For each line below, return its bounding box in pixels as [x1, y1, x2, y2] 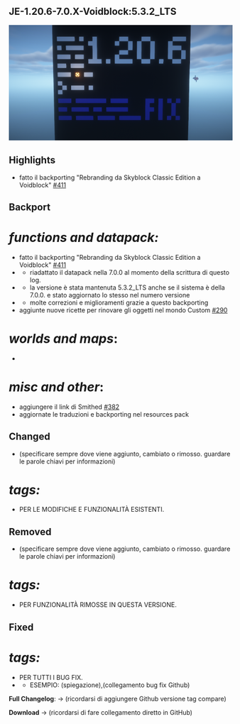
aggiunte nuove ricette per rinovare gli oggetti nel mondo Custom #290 [18, 305, 228, 314]
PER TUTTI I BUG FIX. [18, 673, 83, 681]
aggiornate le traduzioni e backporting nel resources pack [18, 410, 190, 418]
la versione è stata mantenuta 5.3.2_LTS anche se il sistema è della [29, 283, 225, 292]
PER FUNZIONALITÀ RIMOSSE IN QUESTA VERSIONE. [18, 600, 178, 609]
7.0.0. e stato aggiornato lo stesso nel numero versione [29, 290, 190, 299]
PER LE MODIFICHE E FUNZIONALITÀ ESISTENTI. [18, 505, 165, 514]
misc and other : [9, 379, 104, 395]
